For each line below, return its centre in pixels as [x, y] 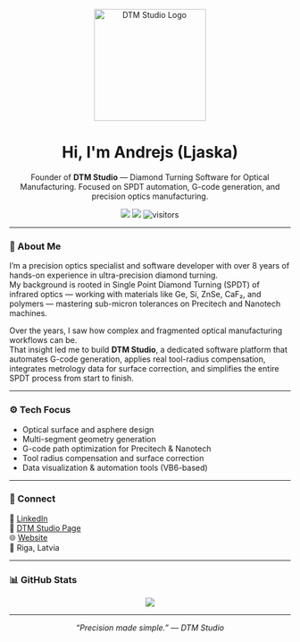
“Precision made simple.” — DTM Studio [150, 628]
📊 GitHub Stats [43, 579]
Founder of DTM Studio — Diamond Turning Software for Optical [150, 177]
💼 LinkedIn [29, 518]
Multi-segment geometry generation [89, 439]
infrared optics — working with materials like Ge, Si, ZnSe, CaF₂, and [135, 295]
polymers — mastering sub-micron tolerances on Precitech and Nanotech [145, 304]
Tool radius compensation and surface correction [113, 458]
